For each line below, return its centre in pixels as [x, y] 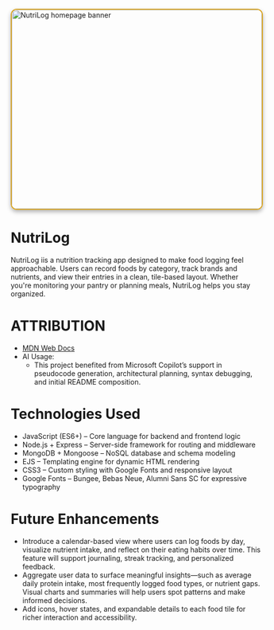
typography [41, 487]
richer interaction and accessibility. [79, 617]
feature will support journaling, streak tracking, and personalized [128, 558]
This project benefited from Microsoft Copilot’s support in [128, 365]
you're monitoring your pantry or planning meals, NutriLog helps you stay [131, 285]
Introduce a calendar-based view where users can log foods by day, [134, 541]
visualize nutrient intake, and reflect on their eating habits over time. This [141, 550]
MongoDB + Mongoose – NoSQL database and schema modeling [129, 453]
